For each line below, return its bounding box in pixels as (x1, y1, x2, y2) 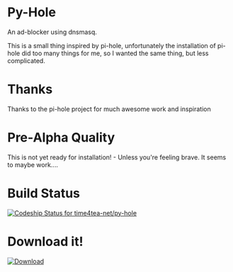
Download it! (7, 233, 84, 249)
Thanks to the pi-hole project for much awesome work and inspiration (7, 104, 211, 113)
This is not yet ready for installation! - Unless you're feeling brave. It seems (7, 153, 227, 161)
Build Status (7, 186, 80, 201)
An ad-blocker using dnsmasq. (7, 28, 98, 36)
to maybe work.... (7, 160, 59, 169)
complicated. (7, 56, 46, 64)
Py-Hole (7, 4, 57, 21)
